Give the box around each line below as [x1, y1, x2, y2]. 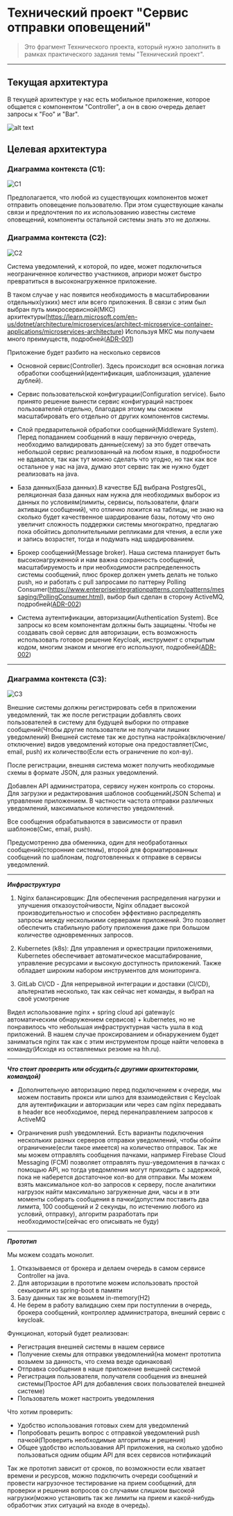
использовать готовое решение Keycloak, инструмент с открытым [17, 635, 215, 644]
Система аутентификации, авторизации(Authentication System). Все [17, 613, 218, 622]
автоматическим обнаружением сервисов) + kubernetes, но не [7, 1015, 196, 1024]
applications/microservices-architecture [7, 327, 122, 335]
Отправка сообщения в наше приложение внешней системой [17, 1365, 201, 1373]
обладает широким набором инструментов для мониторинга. [17, 967, 201, 975]
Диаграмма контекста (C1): [7, 165, 105, 174]
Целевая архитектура [7, 144, 107, 156]
